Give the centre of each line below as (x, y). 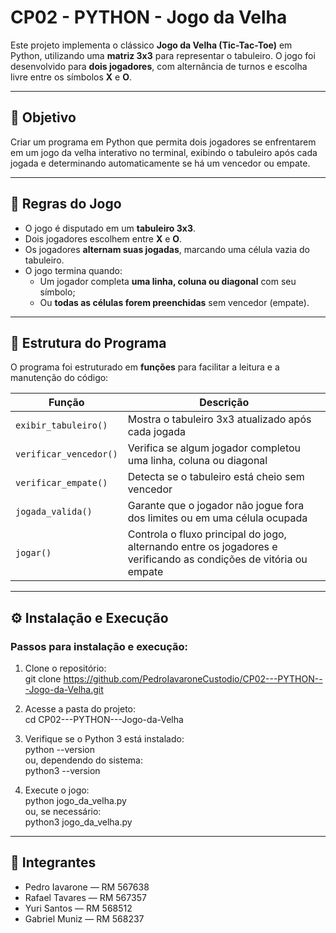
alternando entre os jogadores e (202, 547)
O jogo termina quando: (73, 270)
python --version (59, 750)
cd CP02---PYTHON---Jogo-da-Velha (104, 720)
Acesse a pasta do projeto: (80, 709)
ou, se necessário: (63, 812)
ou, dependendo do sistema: (83, 760)
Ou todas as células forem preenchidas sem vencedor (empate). (174, 302)
